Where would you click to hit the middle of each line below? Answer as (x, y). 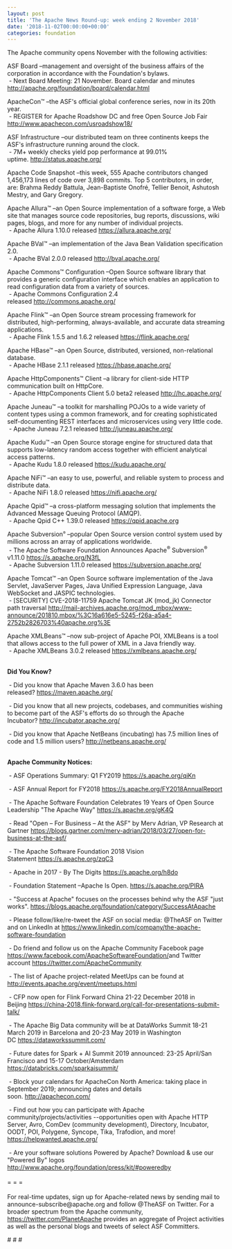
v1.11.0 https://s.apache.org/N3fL (54, 557)
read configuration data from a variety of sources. (79, 287)
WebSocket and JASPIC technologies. (62, 593)
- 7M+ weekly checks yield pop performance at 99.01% (88, 152)
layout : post (26, 14)
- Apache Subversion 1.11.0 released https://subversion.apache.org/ (105, 565)
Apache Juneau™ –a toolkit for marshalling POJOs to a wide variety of (106, 407)
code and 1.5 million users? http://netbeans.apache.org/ (87, 741)
